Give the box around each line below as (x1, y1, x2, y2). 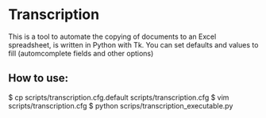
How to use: (8, 71, 69, 85)
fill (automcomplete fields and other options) (8, 48, 154, 58)
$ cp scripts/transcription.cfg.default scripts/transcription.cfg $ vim (8, 93, 229, 102)
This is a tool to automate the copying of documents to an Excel (8, 32, 217, 41)
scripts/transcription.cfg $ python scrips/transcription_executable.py (8, 101, 233, 110)
